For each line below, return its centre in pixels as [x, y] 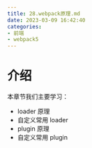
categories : [24, 26]
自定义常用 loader [43, 120]
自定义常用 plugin [43, 138]
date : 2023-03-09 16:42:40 [46, 20]
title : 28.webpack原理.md [44, 14]
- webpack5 [23, 40]
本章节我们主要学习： [38, 97]
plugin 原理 [33, 129]
